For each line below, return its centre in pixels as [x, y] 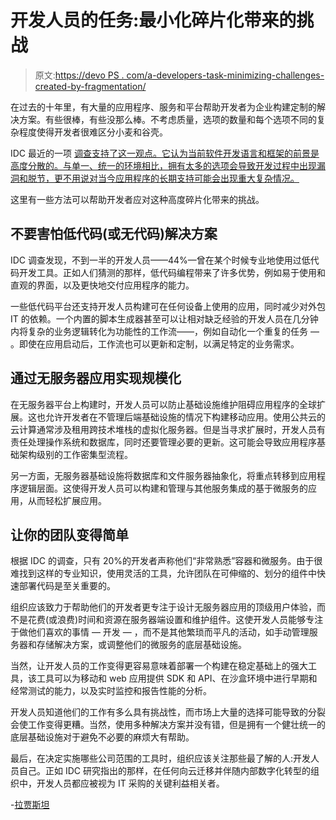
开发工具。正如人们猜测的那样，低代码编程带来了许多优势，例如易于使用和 [172, 272]
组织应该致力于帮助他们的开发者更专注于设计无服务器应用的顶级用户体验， [163, 607]
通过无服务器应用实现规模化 [96, 378]
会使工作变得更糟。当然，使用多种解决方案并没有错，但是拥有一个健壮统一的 [168, 725]
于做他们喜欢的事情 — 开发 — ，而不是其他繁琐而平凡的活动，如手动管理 [160, 632]
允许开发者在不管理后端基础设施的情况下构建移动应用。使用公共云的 [185, 417]
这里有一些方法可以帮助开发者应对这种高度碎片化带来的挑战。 [137, 199]
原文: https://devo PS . [79, 75]
